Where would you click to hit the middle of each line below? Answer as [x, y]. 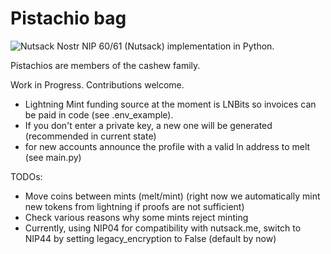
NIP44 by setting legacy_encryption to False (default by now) [150, 238]
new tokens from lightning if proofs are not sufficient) [134, 206]
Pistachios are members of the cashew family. [105, 65]
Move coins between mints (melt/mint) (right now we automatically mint [172, 196]
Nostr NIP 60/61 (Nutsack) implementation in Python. [165, 46]
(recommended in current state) [90, 136]
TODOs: [26, 176]
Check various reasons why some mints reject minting [136, 217]
